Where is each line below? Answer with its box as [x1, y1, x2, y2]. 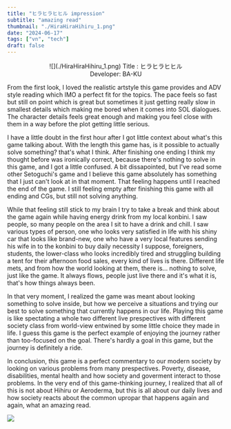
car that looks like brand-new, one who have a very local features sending [7, 235, 217, 242]
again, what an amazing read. [7, 401, 91, 409]
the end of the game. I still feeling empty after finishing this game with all [7, 184, 214, 193]
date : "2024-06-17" [7, 29, 63, 37]
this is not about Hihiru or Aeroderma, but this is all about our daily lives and [7, 386, 223, 394]
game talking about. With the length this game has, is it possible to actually [7, 141, 220, 149]
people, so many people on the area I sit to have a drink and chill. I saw [7, 220, 209, 228]
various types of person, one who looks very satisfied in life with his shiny [7, 227, 217, 236]
